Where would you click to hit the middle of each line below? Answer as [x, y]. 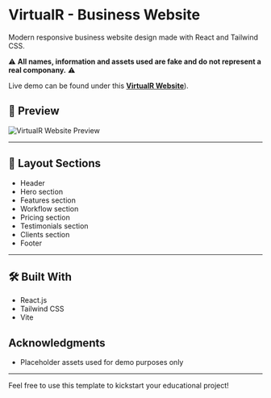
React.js [33, 300]
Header [33, 182]
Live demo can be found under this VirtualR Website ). [99, 86]
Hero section [41, 191]
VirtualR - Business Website [104, 15]
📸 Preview [34, 111]
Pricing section [45, 217]
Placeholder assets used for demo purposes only [102, 362]
